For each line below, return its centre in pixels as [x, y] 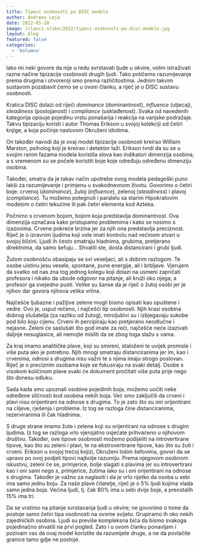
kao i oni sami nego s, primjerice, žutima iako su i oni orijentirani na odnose [99, 471]
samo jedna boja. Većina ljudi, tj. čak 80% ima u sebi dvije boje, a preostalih [100, 489]
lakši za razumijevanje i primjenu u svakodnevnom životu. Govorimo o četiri [99, 185]
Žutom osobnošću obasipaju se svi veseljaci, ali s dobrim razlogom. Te [93, 259]
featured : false [26, 39]
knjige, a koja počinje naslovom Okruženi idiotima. [68, 130]
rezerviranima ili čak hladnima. [44, 414]
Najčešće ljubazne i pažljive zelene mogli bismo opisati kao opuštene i [93, 302]
